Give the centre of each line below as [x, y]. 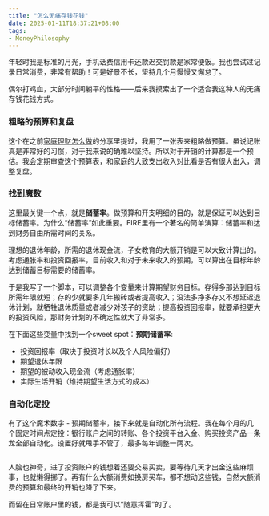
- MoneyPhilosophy [39, 38]
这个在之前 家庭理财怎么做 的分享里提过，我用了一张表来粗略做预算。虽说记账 [134, 140]
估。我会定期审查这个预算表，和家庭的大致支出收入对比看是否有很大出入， [131, 160]
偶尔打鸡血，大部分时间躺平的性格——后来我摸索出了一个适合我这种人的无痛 [134, 89]
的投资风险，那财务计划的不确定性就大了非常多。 [89, 317]
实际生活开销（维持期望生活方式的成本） [86, 381]
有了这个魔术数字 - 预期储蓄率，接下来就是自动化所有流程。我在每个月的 [128, 423]
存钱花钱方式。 [33, 99]
